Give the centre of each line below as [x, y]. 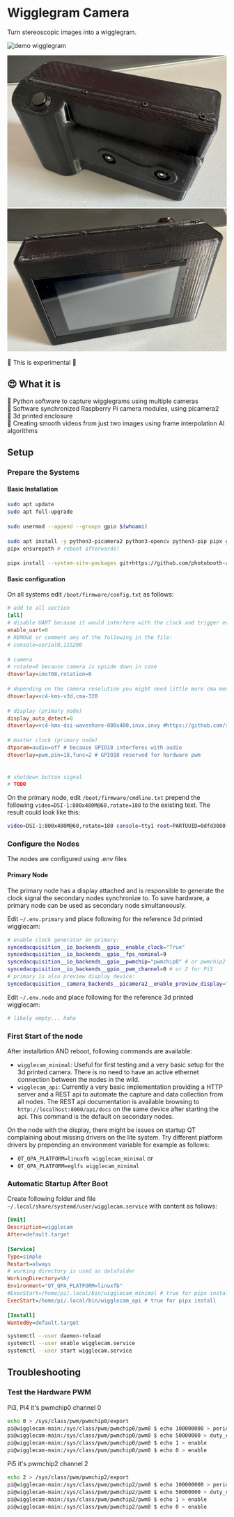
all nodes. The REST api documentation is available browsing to [108, 1101]
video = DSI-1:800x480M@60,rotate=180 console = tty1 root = [90, 826]
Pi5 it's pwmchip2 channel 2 [48, 1464]
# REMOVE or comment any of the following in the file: [90, 637]
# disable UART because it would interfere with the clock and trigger [113, 623]
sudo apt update [31, 505]
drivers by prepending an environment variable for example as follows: [109, 1145]
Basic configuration [37, 579]
